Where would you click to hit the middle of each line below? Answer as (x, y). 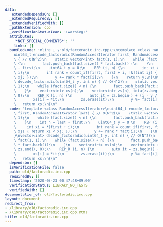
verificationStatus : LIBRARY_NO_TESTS (49, 185)
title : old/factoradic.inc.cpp (37, 217)
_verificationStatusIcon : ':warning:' (49, 32)
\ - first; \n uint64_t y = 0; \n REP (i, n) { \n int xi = (87, 68)
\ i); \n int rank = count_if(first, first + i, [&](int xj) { (86, 73)
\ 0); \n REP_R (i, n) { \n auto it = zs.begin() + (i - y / (86, 95)
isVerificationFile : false (37, 167)
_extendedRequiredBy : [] (34, 18)
